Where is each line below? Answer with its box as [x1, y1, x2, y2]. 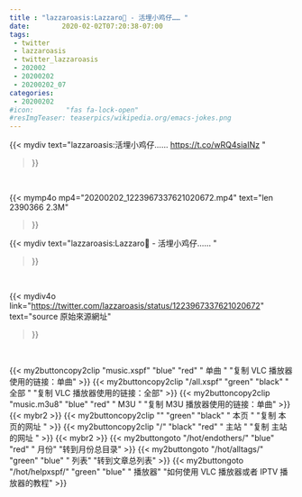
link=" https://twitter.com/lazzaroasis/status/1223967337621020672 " [9, 301, 264, 312]
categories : [9, 88, 54, 97]
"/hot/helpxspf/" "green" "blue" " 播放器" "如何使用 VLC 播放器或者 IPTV [9, 466, 279, 477]
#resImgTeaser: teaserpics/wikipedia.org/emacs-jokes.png [9, 113, 232, 122]
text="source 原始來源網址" [9, 312, 112, 322]
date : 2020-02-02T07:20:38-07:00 [9, 22, 164, 31]
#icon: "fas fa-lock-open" [9, 105, 140, 114]
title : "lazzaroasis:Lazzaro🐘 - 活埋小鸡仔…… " [9, 13, 189, 23]
